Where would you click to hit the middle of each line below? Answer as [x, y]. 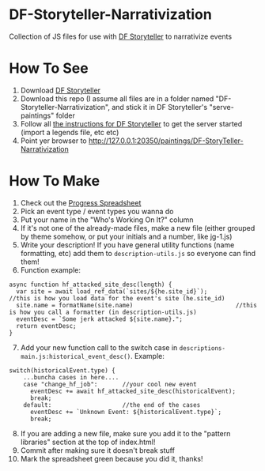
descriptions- [203, 348]
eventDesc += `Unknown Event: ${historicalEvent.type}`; [126, 412]
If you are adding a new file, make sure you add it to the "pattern [125, 433]
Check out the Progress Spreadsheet [81, 202]
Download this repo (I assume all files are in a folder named [117, 98]
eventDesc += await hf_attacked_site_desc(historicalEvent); [133, 391]
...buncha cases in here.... [71, 377]
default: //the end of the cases [112, 405]
